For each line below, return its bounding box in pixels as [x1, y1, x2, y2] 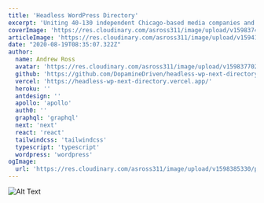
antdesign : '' [15, 92, 61, 100]
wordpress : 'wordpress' [15, 150, 93, 158]
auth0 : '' [15, 107, 47, 115]
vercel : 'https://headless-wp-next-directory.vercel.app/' [15, 77, 213, 85]
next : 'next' [15, 121, 58, 129]
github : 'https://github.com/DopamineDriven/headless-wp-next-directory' [15, 70, 262, 78]
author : [8, 48, 34, 56]
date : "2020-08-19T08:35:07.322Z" [8, 41, 122, 49]
